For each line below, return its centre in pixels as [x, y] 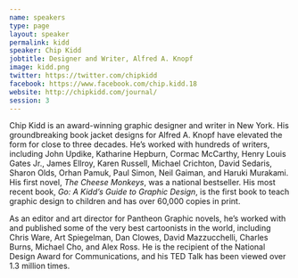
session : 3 [29, 100]
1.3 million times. [40, 266]
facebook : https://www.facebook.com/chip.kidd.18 [103, 84]
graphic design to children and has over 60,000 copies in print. [125, 201]
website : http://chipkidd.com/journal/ [83, 92]
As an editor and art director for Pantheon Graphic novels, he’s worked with [148, 218]
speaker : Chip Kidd [46, 51]
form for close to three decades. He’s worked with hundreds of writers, [140, 144]
